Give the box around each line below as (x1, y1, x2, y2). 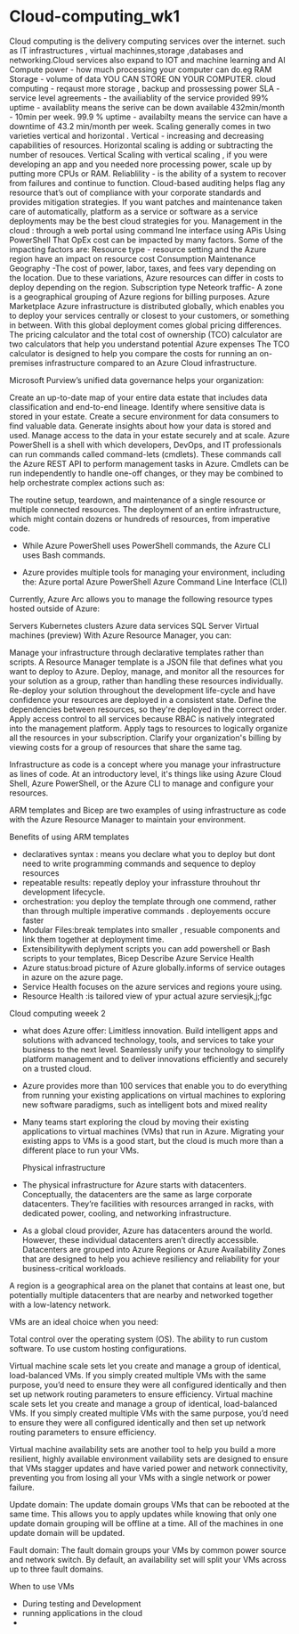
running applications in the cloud (21, 1607, 143, 1618)
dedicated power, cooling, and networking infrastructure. (21, 1207, 231, 1218)
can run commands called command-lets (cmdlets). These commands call (9, 448, 282, 460)
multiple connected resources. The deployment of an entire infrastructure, (9, 503, 282, 514)
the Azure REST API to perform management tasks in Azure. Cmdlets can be (9, 458, 289, 469)
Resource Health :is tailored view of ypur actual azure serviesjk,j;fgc (21, 991, 272, 1001)
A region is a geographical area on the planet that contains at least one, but (9, 1280, 286, 1291)
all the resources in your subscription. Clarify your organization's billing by (9, 732, 282, 743)
